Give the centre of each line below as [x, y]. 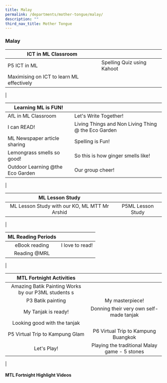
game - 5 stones [124, 351]
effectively [20, 83]
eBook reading [32, 245]
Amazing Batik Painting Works [46, 286]
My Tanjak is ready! [46, 311]
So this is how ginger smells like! [112, 156]
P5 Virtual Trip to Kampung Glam [46, 334]
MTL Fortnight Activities [46, 278]
